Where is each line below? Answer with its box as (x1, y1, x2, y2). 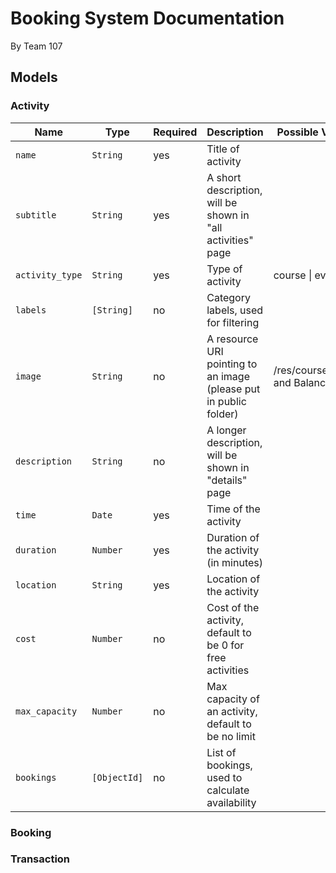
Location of (206, 572, 261, 586)
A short (206, 170, 242, 184)
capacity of (206, 692, 260, 706)
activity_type (15, 269, 83, 281)
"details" (206, 473, 248, 487)
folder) (206, 407, 239, 421)
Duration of (206, 530, 260, 544)
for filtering (206, 315, 260, 329)
